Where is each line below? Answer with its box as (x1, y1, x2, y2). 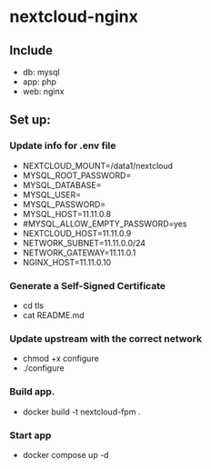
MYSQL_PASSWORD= (22, 198, 106, 210)
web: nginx (22, 86, 65, 96)
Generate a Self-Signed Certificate (9, 279, 166, 292)
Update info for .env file (9, 139, 116, 152)
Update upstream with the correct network (9, 332, 203, 344)
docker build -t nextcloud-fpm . (22, 406, 141, 417)
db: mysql (22, 66, 61, 77)
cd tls (22, 300, 44, 311)
